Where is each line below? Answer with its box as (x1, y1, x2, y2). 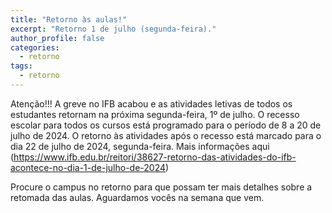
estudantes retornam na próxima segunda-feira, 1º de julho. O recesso (10, 108, 300, 120)
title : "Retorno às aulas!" (10, 14, 128, 25)
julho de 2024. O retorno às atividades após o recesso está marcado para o (10, 129, 322, 141)
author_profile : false (10, 33, 105, 43)
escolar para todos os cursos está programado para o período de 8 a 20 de (10, 119, 322, 131)
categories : (10, 42, 60, 53)
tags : (10, 61, 33, 71)
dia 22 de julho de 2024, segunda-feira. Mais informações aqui (10, 140, 270, 152)
